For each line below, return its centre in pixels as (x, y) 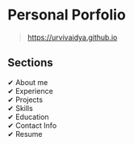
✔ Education (28, 117)
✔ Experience (30, 91)
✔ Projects (25, 100)
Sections (30, 63)
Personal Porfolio (67, 15)
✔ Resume (25, 134)
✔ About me (28, 82)
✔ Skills (20, 108)
